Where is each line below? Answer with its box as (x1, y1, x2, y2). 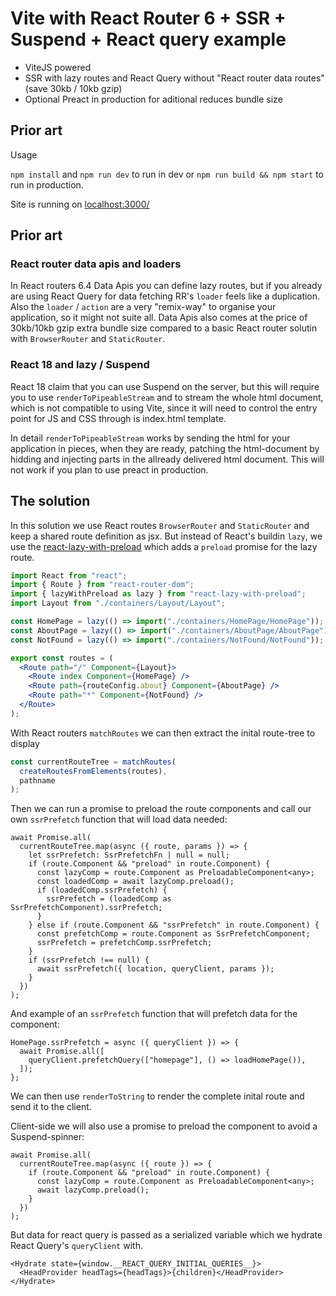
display (10, 737, 40, 749)
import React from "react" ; (10, 570, 128, 581)
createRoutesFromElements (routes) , (19, 766, 168, 776)
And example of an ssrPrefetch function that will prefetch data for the (10, 1008, 298, 1020)
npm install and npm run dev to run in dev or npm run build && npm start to (10, 168, 324, 180)
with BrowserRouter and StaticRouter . (10, 333, 166, 345)
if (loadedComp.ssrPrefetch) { (36, 885, 168, 896)
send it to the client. (10, 1101, 92, 1113)
